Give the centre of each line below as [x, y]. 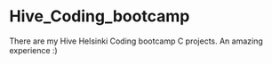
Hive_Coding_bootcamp [100, 16]
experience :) [33, 50]
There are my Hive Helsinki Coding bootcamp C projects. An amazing [136, 41]
